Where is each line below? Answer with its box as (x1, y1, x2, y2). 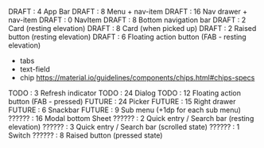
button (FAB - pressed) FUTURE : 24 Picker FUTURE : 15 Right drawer (8, 97, 236, 106)
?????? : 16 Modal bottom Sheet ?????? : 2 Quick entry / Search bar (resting (8, 114, 254, 123)
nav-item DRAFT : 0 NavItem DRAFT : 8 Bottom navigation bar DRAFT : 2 (8, 15, 247, 25)
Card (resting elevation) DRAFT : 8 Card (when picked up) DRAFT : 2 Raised (8, 24, 257, 33)
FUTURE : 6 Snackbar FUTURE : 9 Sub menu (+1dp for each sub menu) (8, 105, 241, 115)
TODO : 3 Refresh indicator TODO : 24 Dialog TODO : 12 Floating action (8, 88, 241, 98)
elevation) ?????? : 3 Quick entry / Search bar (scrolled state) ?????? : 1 (8, 123, 240, 131)
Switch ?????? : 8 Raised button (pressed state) (8, 130, 163, 140)
